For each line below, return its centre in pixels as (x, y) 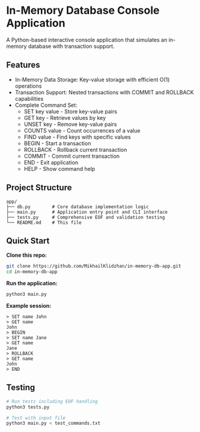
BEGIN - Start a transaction (57, 143)
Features (23, 65)
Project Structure (39, 187)
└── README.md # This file (44, 223)
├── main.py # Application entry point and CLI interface (87, 212)
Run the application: (32, 283)
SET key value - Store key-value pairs (70, 111)
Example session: (29, 306)
